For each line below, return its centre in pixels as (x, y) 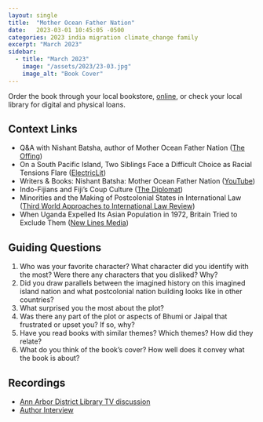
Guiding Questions (55, 247)
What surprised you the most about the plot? (92, 308)
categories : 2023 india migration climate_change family (103, 37)
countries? (37, 300)
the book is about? (49, 358)
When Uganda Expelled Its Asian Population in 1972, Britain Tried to (128, 215)
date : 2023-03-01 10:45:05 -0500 (66, 30)
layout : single (33, 15)
